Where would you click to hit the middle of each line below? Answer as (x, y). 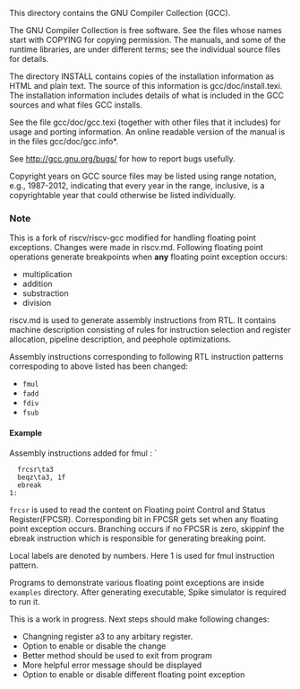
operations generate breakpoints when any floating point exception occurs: (149, 257)
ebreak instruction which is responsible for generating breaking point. (138, 538)
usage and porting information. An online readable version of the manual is (147, 132)
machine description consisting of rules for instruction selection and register (150, 330)
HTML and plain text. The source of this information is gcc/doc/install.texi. (146, 86)
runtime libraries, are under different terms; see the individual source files (145, 49)
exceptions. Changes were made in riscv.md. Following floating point (137, 248)
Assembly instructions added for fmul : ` (83, 453)
